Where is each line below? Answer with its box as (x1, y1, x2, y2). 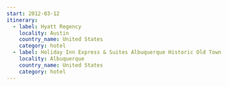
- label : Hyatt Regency (13, 23, 81, 30)
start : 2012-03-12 (6, 10, 60, 17)
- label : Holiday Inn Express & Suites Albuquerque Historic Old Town (13, 49, 222, 56)
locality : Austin (19, 29, 70, 37)
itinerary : (6, 17, 38, 24)
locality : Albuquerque (19, 55, 85, 62)
